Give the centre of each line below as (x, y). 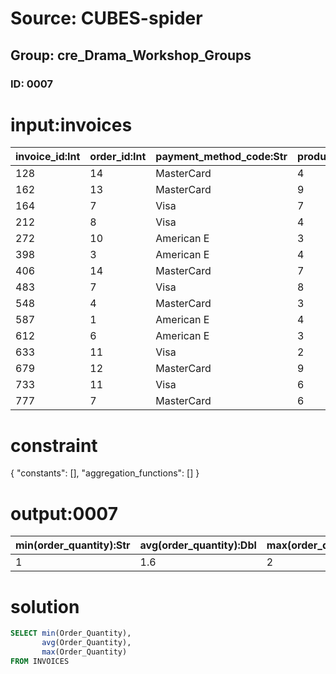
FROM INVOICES (40, 661)
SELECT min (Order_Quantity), (71, 633)
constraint (54, 445)
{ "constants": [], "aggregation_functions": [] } (105, 473)
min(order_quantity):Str (73, 545)
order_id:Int (118, 157)
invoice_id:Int (48, 157)
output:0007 (64, 513)
